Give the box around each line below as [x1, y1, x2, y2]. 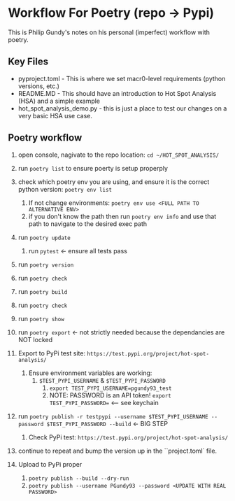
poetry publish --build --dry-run [28, 474, 129, 482]
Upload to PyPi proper [17, 460, 83, 468]
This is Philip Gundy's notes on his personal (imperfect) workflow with [8, 28, 211, 36]
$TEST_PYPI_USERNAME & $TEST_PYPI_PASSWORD [38, 376, 166, 384]
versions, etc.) [17, 82, 60, 90]
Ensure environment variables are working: [28, 369, 152, 377]
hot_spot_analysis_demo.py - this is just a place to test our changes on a [17, 104, 227, 113]
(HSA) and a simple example [17, 97, 101, 105]
